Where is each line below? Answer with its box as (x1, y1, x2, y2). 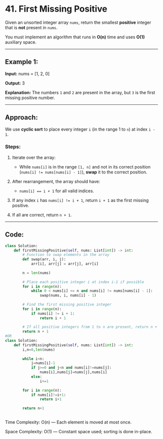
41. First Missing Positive (5, 3, 108, 15)
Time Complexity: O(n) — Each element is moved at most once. (5, 419, 132, 425)
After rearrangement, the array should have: (12, 178, 100, 184)
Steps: (5, 143, 21, 150)
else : (31, 374, 42, 379)
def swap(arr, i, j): (22, 257, 66, 262)
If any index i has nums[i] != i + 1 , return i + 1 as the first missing (12, 197, 149, 203)
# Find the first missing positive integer (22, 302, 112, 307)
